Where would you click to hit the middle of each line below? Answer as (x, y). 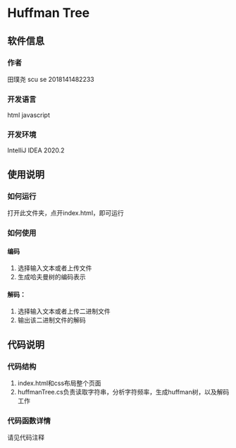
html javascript (29, 115)
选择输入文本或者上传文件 (55, 268)
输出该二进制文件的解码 (51, 320)
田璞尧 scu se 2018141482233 (51, 79)
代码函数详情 (29, 421)
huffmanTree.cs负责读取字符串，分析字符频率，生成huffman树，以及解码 (123, 392)
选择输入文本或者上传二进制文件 (64, 311)
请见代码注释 (26, 437)
